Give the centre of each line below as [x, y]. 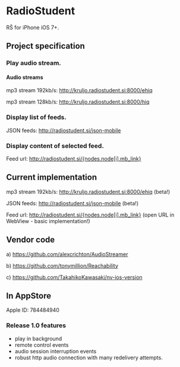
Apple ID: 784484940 [33, 310]
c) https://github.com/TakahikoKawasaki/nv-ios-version [74, 277]
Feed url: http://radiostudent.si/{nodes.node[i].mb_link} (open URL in [90, 215]
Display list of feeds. [36, 117]
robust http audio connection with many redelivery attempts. [89, 357]
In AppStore [29, 296]
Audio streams [25, 77]
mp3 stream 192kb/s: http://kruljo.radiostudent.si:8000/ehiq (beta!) [88, 192]
